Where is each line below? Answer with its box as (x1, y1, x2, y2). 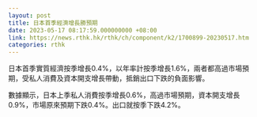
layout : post (8, 11, 51, 20)
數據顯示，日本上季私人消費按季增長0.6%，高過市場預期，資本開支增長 (8, 90, 240, 100)
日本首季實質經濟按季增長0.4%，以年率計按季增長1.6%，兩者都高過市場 (8, 64, 243, 74)
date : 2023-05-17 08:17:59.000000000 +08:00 (8, 26, 157, 34)
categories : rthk (8, 41, 66, 49)
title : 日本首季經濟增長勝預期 (8, 19, 98, 27)
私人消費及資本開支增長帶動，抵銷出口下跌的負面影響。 (28, 74, 210, 83)
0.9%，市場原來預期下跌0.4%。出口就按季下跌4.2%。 (8, 100, 186, 110)
